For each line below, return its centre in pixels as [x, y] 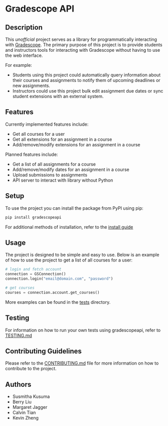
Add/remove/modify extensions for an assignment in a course [76, 144]
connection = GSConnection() [36, 274]
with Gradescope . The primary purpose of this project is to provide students [84, 45]
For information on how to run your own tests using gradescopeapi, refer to [83, 330]
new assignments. [31, 86]
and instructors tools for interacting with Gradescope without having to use [83, 50]
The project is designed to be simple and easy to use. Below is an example [82, 255]
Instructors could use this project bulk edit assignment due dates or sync [88, 91]
